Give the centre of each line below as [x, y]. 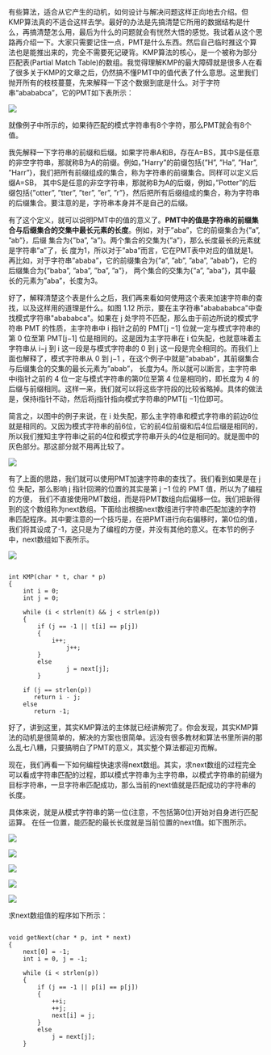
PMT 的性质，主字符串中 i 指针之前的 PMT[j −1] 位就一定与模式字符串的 [142, 328]
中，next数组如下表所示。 [51, 539]
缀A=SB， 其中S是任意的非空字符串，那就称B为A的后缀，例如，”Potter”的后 [132, 183]
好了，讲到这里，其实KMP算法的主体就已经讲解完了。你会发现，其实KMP [130, 727]
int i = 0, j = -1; [56, 959]
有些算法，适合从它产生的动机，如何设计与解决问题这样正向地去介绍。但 [128, 12]
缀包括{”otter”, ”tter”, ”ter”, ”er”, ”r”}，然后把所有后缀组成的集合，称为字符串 [134, 193]
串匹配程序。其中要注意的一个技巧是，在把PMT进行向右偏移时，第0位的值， [135, 519]
